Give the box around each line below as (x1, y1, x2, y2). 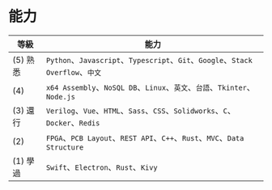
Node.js (45, 92, 75, 101)
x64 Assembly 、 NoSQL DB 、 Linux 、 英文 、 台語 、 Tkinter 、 (45, 82, 255, 93)
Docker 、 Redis (45, 116, 100, 128)
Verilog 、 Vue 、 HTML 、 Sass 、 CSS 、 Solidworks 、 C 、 (45, 104, 236, 116)
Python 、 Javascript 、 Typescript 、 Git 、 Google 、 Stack (45, 54, 253, 65)
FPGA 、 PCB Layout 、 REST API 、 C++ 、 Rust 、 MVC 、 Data (45, 132, 244, 143)
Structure (45, 142, 84, 152)
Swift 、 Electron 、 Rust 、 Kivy (45, 161, 158, 172)
